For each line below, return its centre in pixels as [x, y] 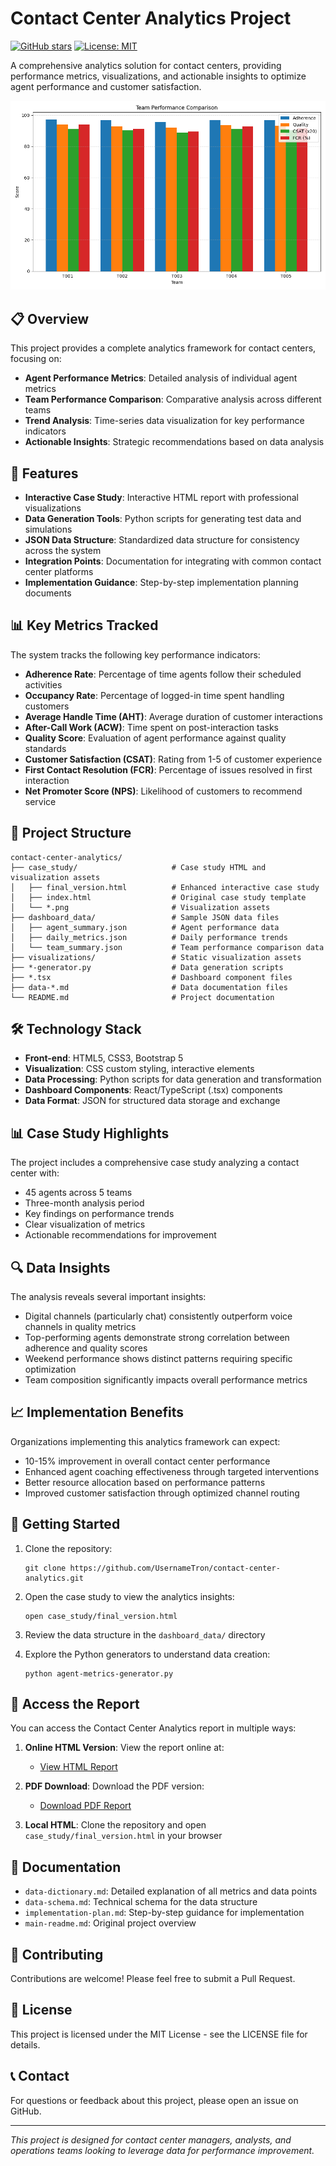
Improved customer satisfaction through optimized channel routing [162, 1493]
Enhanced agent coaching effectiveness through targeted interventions [172, 1471]
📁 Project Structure [71, 833]
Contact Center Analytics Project [151, 18]
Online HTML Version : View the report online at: [124, 1748]
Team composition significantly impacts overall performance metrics [166, 1380]
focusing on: [36, 359]
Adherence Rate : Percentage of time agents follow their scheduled [163, 674]
